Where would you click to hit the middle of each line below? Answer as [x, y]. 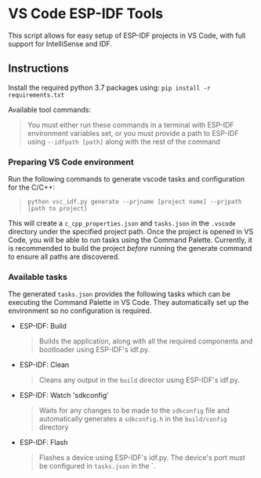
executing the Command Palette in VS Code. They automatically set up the [129, 303]
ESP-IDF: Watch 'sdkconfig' [64, 395]
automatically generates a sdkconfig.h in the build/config [133, 419]
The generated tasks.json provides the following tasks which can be [120, 294]
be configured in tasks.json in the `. [97, 466]
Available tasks [38, 277]
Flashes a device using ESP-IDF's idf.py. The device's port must [142, 458]
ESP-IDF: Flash [43, 443]
